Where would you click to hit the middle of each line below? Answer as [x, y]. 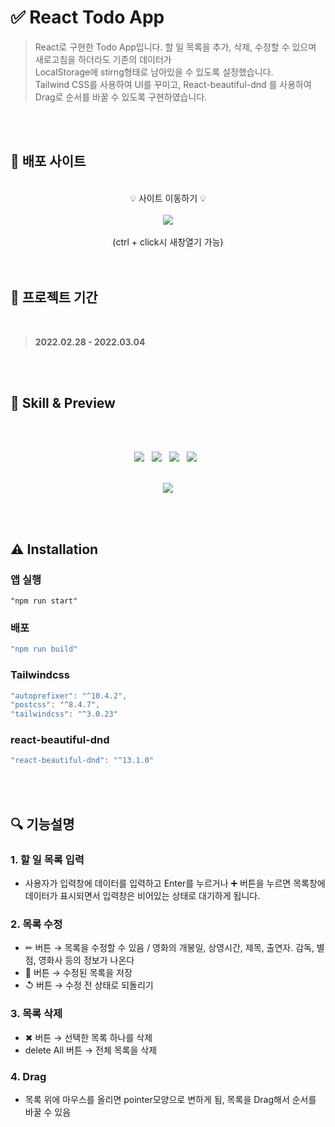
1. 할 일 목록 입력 [47, 859]
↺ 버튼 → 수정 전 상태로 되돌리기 [89, 985]
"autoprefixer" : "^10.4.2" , [69, 696]
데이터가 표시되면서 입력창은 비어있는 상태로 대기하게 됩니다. [142, 896]
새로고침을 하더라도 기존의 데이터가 [103, 59]
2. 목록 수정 [36, 924]
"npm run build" [44, 649]
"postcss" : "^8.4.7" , [55, 705]
